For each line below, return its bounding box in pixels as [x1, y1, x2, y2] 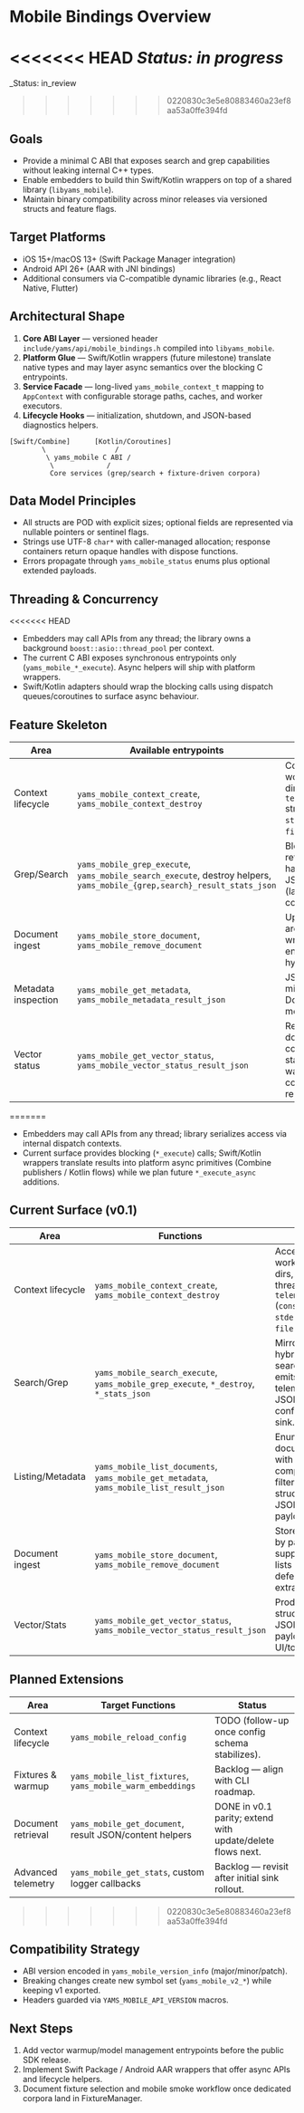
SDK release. [22, 2054, 71, 2066]
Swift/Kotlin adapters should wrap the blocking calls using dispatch [22, 681, 273, 692]
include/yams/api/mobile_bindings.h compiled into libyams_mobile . [22, 342, 275, 353]
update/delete [214, 1834, 274, 1847]
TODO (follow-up [214, 1714, 290, 1726]
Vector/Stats [14, 1618, 67, 1631]
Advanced [14, 1866, 58, 1878]
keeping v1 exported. [22, 1985, 101, 1996]
